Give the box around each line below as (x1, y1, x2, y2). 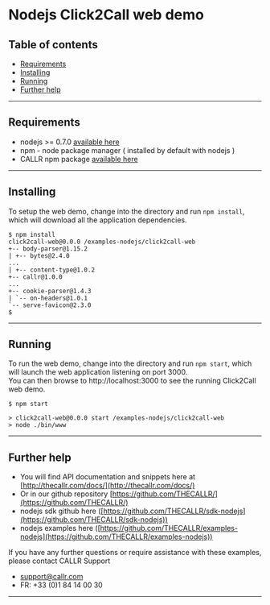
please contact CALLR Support (8, 556, 111, 566)
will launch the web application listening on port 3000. (8, 367, 188, 377)
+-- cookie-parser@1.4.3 (8, 287, 92, 295)
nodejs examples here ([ (19, 524, 100, 533)
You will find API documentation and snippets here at (19, 472, 195, 482)
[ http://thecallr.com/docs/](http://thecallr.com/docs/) (19, 481, 195, 491)
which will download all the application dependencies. (8, 215, 187, 225)
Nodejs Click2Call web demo (8, 6, 205, 24)
